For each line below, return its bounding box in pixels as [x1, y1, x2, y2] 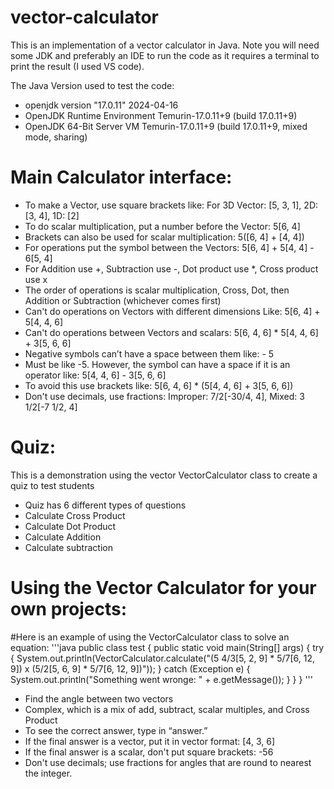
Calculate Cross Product [24, 509, 126, 521]
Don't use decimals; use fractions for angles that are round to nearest [24, 756, 312, 768]
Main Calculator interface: [10, 166, 233, 189]
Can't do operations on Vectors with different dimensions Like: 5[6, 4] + [24, 305, 321, 317]
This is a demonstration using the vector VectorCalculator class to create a [10, 469, 318, 481]
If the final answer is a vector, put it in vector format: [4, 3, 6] [24, 735, 275, 747]
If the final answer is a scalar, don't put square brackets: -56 [24, 746, 274, 758]
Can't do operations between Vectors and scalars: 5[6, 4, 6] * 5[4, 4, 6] [24, 326, 319, 338]
